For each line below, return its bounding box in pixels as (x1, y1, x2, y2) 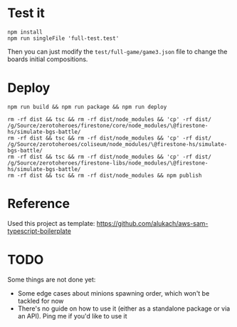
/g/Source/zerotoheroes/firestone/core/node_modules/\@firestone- (7, 122, 209, 129)
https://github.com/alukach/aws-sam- (96, 219, 209, 227)
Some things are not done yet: (7, 275, 96, 284)
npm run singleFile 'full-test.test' (7, 34, 120, 42)
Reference (7, 196, 70, 212)
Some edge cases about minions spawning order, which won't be (17, 289, 210, 297)
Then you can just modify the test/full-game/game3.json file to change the (7, 47, 228, 56)
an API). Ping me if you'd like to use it (17, 311, 127, 320)
